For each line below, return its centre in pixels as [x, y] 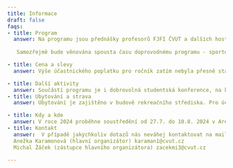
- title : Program [32, 33]
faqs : [15, 26]
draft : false [26, 20]
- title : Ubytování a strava [49, 96]
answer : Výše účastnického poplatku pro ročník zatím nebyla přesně [114, 71]
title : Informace [32, 13]
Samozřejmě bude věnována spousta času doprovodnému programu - [111, 53]
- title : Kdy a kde [35, 115]
